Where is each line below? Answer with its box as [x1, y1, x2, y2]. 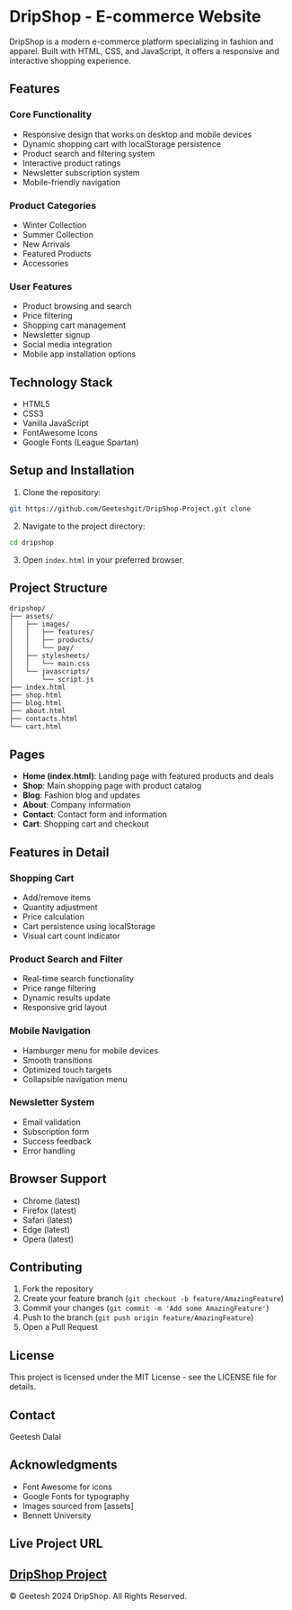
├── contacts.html [9, 714, 78, 724]
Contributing [9, 1260, 83, 1275]
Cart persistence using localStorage [22, 920, 155, 931]
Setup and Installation [9, 463, 135, 478]
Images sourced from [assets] [22, 1500, 135, 1511]
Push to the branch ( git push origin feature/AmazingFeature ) [22, 1312, 254, 1323]
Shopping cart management [22, 320, 127, 330]
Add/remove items [22, 891, 92, 902]
